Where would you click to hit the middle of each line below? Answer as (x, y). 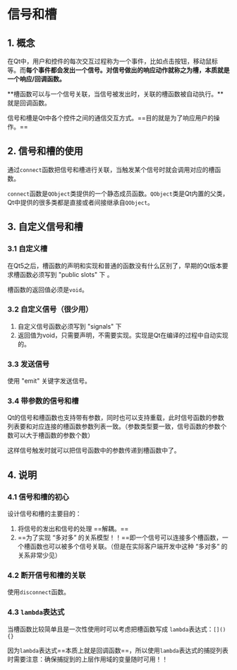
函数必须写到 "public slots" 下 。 (67, 274)
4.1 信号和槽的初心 (38, 496)
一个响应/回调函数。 (36, 79)
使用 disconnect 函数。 (39, 592)
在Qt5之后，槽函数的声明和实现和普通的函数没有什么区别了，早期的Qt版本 (115, 266)
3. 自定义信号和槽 (45, 227)
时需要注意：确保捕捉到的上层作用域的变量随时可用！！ (87, 659)
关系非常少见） (39, 555)
